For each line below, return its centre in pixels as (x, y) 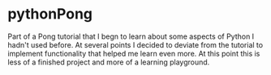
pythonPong (50, 14)
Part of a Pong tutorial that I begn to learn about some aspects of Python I (131, 36)
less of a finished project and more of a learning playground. (109, 62)
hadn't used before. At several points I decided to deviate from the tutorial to (135, 44)
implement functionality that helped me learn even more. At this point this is (134, 53)
